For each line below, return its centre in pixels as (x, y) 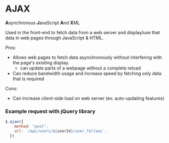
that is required (28, 79)
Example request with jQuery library (50, 111)
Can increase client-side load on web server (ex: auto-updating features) (88, 98)
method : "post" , (32, 126)
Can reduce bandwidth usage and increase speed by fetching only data (87, 73)
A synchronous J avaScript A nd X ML (43, 23)
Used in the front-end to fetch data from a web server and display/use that (83, 32)
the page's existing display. (41, 62)
